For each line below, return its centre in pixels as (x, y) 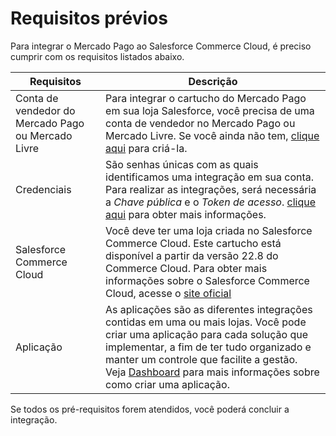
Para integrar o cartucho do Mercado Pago (206, 98)
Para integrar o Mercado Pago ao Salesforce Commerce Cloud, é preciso (161, 46)
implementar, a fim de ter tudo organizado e (208, 347)
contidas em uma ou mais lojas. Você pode (206, 322)
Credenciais (43, 189)
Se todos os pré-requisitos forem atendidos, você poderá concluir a (150, 409)
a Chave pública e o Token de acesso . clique (210, 202)
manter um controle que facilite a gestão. (201, 359)
